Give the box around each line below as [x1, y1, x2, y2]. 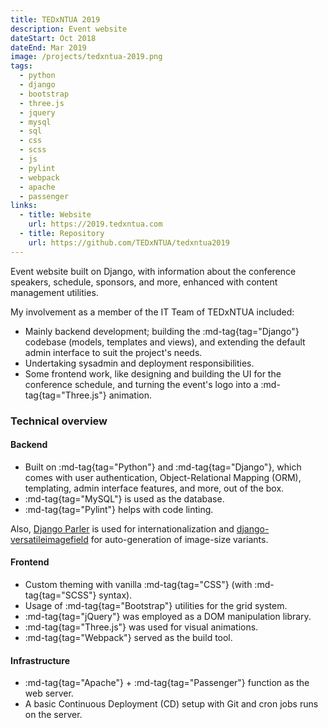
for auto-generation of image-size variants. [90, 533, 269, 545]
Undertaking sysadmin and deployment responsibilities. [24, 357, 255, 369]
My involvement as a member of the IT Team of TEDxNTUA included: [10, 306, 295, 318]
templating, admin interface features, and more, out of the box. [24, 482, 285, 494]
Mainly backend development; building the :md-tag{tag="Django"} [24, 325, 300, 337]
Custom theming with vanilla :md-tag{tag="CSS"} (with [24, 578, 253, 590]
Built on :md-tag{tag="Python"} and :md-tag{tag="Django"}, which [24, 461, 302, 473]
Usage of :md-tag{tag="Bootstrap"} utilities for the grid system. [24, 599, 288, 611]
